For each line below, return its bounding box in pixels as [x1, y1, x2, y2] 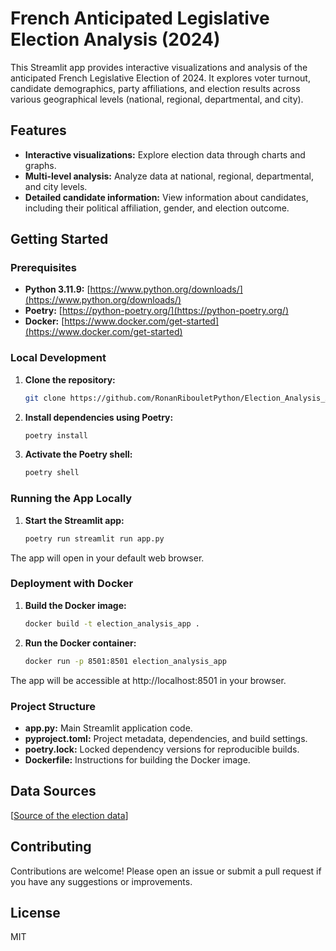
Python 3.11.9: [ [24, 283, 91, 296]
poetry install [24, 430, 89, 441]
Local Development [10, 351, 107, 365]
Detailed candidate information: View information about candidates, [24, 191, 309, 203]
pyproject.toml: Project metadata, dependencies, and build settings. [24, 732, 308, 744]
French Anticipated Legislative [10, 7, 270, 30]
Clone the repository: [24, 373, 116, 386]
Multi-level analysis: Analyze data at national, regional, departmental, [24, 170, 315, 182]
